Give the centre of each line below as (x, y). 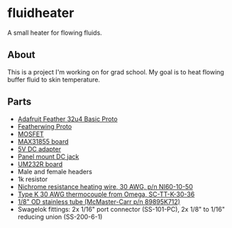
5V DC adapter (39, 149)
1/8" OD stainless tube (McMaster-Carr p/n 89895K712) (99, 201)
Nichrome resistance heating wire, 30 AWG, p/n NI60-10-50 (105, 186)
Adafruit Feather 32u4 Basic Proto (68, 119)
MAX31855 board (43, 141)
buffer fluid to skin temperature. (54, 79)
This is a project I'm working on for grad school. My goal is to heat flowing (116, 72)
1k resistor (33, 179)
